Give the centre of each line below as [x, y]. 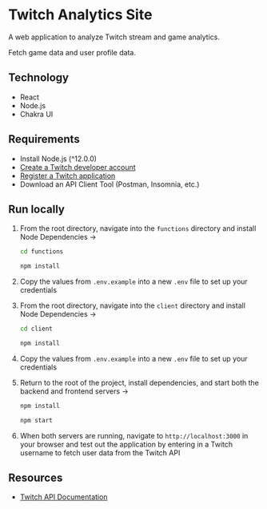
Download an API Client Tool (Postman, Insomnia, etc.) [110, 184]
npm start [36, 420]
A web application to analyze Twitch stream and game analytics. [114, 37]
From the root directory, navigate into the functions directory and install [138, 228]
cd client [36, 329]
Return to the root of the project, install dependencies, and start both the [139, 382]
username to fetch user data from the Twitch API [100, 452]
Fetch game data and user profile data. [72, 52]
